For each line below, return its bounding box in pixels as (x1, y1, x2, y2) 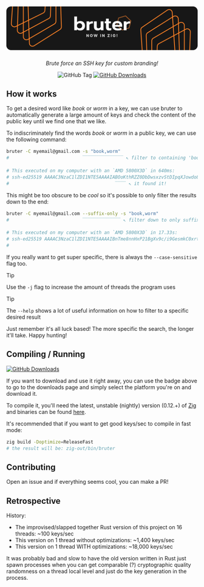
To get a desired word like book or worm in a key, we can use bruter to (6, 105, 183, 112)
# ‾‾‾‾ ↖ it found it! (6, 180, 167, 186)
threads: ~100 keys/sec (15, 530, 74, 537)
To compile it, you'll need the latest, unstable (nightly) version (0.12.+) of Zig (6, 401, 197, 409)
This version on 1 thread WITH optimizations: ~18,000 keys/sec (15, 543, 173, 551)
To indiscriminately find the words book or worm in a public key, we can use (6, 129, 196, 137)
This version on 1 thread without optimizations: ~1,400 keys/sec (15, 537, 175, 544)
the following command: (6, 136, 67, 143)
